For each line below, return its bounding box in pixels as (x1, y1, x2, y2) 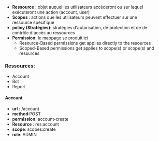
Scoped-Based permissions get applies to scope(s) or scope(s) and (19, 46, 155, 51)
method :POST (12, 111, 41, 117)
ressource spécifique (12, 19, 55, 25)
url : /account (12, 106, 40, 111)
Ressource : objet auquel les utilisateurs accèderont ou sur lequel (12, 4, 144, 10)
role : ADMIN (12, 131, 37, 137)
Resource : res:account (12, 121, 59, 127)
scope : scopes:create (12, 126, 56, 132)
